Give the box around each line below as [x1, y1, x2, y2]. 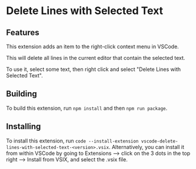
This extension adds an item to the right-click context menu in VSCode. [6, 43, 180, 50]
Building [6, 89, 37, 99]
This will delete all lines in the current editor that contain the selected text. [6, 55, 185, 61]
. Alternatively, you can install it [108, 143, 184, 150]
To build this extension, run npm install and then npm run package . [6, 104, 168, 111]
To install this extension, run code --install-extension [6, 137, 139, 144]
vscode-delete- [141, 138, 178, 144]
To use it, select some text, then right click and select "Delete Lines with [6, 66, 181, 73]
